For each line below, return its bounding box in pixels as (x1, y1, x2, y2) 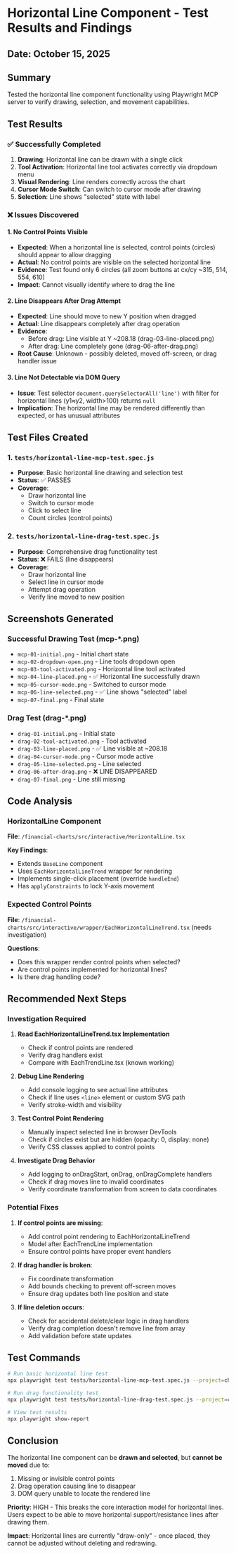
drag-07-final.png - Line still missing (17, 775, 126, 783)
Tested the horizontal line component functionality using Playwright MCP (7, 90, 218, 99)
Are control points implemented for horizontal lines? (17, 965, 168, 973)
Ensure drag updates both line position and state (27, 1289, 169, 1297)
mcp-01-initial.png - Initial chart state (17, 650, 129, 659)
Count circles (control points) (27, 514, 113, 522)
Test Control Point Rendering (17, 1114, 104, 1122)
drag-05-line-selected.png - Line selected (17, 759, 142, 768)
